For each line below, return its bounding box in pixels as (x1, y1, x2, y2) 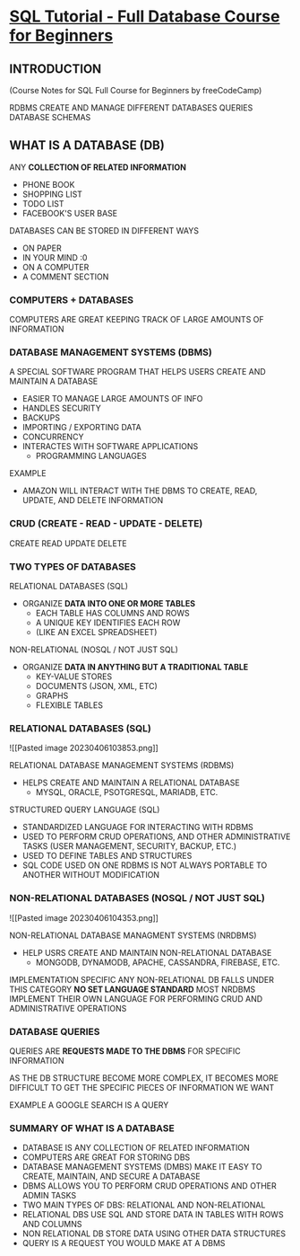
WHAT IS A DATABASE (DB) (9, 137, 166, 154)
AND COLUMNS (21, 1219, 82, 1230)
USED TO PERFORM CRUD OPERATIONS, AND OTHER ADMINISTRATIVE (21, 831, 291, 842)
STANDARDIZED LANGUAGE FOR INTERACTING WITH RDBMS (21, 822, 253, 833)
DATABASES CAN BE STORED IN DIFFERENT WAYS (9, 225, 200, 235)
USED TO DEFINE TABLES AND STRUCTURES (21, 851, 193, 862)
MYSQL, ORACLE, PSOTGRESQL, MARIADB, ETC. (35, 787, 219, 798)
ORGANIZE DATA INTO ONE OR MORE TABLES (21, 598, 195, 608)
